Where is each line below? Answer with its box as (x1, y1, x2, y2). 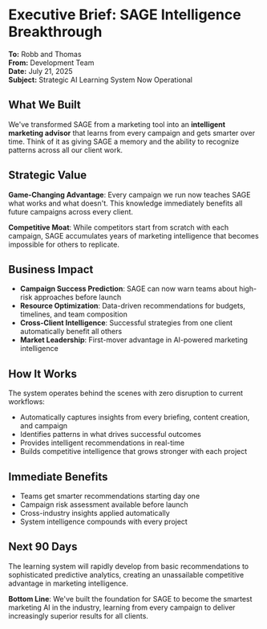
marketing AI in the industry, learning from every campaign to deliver (8, 602, 236, 612)
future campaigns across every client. (8, 206, 134, 216)
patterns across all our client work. (8, 145, 123, 154)
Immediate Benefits (8, 470, 108, 484)
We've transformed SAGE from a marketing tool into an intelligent (8, 119, 226, 129)
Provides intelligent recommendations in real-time (19, 438, 185, 447)
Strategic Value (8, 169, 87, 182)
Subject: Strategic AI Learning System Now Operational (8, 75, 193, 84)
